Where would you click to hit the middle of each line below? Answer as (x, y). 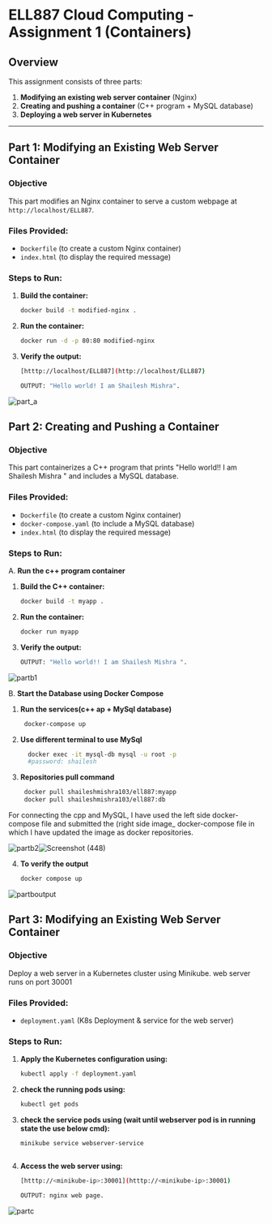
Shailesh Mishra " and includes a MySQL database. (93, 476)
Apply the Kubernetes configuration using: (94, 1059)
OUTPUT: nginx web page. (62, 1195)
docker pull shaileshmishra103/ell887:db (95, 800)
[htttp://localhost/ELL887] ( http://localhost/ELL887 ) (113, 371)
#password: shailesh (62, 762)
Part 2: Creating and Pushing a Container (114, 427)
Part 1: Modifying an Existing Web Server (113, 148)
